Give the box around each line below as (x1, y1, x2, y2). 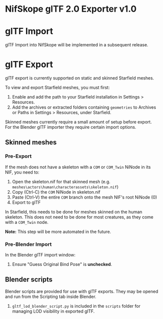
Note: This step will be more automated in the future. (5, 228, 111, 235)
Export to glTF (12, 199, 41, 205)
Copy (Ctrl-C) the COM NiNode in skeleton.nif (12, 189, 101, 195)
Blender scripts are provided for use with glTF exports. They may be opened (5, 288, 158, 294)
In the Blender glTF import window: (5, 252, 76, 258)
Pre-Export (5, 153, 32, 159)
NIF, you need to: (5, 169, 40, 175)
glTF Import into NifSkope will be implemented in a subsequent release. (5, 42, 148, 48)
